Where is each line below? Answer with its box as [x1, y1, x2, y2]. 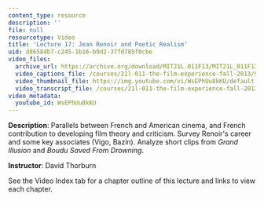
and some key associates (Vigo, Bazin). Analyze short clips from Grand [8, 137, 238, 147]
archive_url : [15, 63, 58, 71]
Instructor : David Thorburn [8, 161, 97, 170]
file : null [8, 26, 44, 34]
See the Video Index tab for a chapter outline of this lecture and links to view [8, 176, 256, 185]
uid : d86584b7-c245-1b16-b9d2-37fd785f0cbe [8, 48, 153, 56]
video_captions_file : [15, 70, 86, 78]
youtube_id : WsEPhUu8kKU [15, 99, 97, 107]
